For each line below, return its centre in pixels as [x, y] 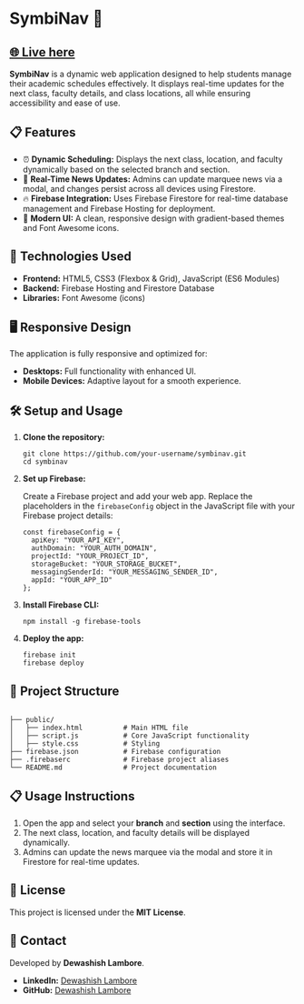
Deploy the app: [53, 638]
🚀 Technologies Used [70, 257]
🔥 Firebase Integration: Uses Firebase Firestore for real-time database [155, 198]
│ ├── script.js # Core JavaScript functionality [129, 736]
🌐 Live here [42, 52]
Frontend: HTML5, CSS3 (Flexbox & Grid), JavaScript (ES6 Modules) [151, 278]
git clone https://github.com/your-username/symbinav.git [134, 454]
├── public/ [32, 720]
